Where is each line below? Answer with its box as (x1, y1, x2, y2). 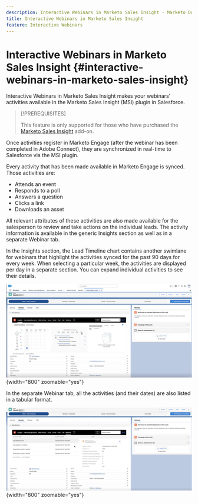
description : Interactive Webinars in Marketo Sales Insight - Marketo (6, 9, 186, 15)
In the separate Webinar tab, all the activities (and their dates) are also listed (6, 390, 191, 397)
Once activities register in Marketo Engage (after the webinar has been (6, 139, 178, 147)
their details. (6, 273, 37, 280)
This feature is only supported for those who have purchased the (20, 121, 179, 129)
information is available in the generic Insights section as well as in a (6, 230, 172, 237)
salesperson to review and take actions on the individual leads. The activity (6, 224, 189, 231)
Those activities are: (6, 170, 55, 177)
